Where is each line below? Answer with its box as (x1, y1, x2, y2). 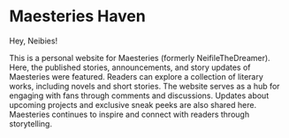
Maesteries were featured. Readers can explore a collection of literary (9, 71, 263, 81)
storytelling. (9, 118, 53, 129)
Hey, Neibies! (9, 35, 58, 46)
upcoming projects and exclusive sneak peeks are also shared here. (9, 99, 257, 110)
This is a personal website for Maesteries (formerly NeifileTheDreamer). (9, 52, 271, 63)
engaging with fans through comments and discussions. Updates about (9, 90, 270, 101)
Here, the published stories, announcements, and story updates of (9, 62, 251, 73)
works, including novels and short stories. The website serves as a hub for (9, 80, 280, 91)
